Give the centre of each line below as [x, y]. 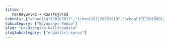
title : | [14, 10]
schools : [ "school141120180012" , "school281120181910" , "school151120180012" [86, 19]
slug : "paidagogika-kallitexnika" [41, 28]
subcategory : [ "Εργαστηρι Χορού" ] [41, 23]
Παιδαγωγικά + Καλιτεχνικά [40, 14]
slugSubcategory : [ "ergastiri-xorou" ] [46, 33]
